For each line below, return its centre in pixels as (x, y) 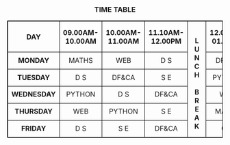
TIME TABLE (115, 10)
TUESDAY (33, 77)
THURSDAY (34, 111)
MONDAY (34, 60)
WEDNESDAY (34, 94)
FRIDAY (34, 128)
